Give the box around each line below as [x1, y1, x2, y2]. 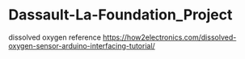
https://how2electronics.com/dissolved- [102, 32, 237, 42]
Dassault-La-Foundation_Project [8, 6, 233, 24]
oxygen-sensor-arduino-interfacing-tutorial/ [8, 40, 155, 50]
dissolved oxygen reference [8, 32, 101, 42]
